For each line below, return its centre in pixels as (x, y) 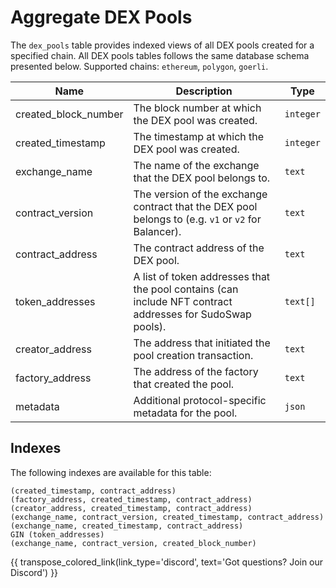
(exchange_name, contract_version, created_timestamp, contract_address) (167, 517)
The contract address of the (199, 248)
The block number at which (197, 108)
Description (204, 91)
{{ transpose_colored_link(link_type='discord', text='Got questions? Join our (167, 562)
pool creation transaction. (193, 355)
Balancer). (157, 231)
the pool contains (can (186, 289)
